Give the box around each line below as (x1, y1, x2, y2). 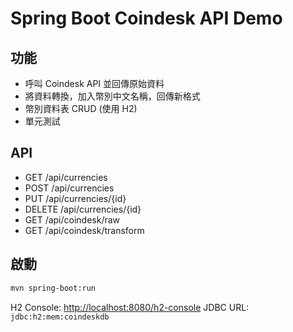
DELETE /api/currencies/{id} (24, 203, 142, 215)
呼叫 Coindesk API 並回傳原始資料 (24, 78, 165, 89)
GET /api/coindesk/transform (24, 224, 145, 236)
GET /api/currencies (24, 171, 108, 183)
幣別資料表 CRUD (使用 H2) (24, 103, 138, 114)
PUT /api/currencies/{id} (24, 192, 127, 204)
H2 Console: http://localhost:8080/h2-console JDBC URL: (10, 301, 250, 313)
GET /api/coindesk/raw (24, 213, 121, 226)
